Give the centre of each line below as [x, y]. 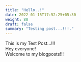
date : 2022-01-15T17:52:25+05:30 [41, 15]
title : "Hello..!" [25, 10]
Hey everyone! [21, 49]
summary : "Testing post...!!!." [39, 29]
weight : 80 [17, 19]
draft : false [19, 24]
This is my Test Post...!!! [30, 43]
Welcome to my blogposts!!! [35, 54]
